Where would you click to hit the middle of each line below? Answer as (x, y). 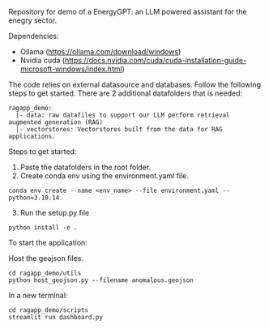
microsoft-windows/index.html (71, 69)
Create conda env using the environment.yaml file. (104, 176)
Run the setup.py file (55, 213)
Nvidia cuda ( (43, 60)
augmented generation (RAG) (56, 122)
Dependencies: (34, 36)
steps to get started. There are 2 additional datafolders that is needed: (126, 93)
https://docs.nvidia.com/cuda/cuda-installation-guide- (156, 60)
